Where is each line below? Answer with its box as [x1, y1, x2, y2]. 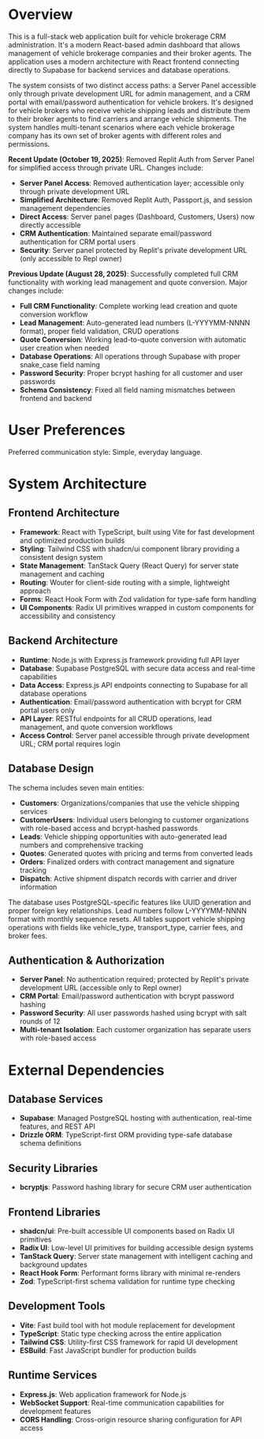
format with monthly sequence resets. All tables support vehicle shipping [8, 914, 246, 923]
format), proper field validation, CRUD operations [19, 326, 180, 336]
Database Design [8, 762, 95, 776]
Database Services [8, 1092, 104, 1106]
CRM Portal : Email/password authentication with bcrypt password [19, 991, 235, 1001]
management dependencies [19, 203, 111, 212]
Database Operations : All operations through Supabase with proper [19, 351, 241, 361]
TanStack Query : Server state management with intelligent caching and [19, 1251, 254, 1261]
